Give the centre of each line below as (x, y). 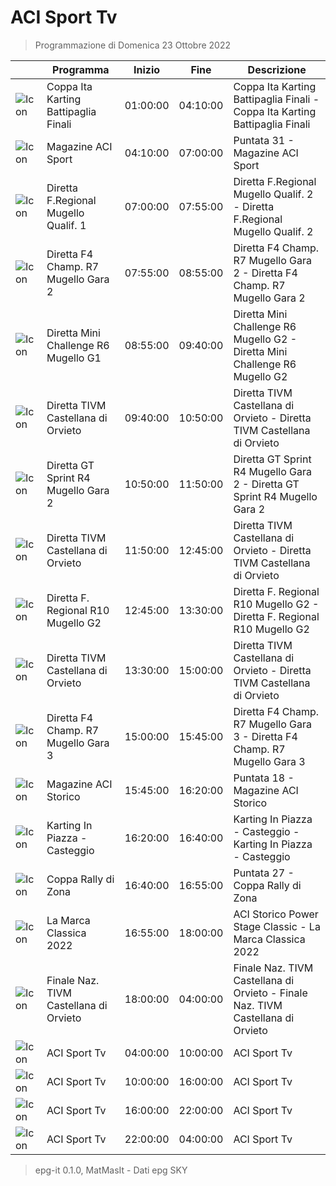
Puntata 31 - (264, 140)
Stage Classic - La (277, 926)
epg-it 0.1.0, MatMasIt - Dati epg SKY (111, 1170)
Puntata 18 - (264, 778)
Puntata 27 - (264, 873)
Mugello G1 (74, 358)
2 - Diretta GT (266, 484)
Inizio (147, 69)
